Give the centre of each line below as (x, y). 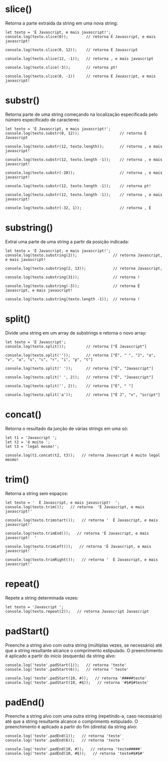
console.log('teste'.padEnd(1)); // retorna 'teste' (64, 736)
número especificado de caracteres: (43, 119)
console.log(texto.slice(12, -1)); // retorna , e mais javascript (79, 59)
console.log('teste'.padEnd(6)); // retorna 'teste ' (65, 740)
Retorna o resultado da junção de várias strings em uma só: (67, 428)
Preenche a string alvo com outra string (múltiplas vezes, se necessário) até (84, 645)
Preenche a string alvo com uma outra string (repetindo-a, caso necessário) (83, 716)
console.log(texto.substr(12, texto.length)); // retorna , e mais (84, 146)
